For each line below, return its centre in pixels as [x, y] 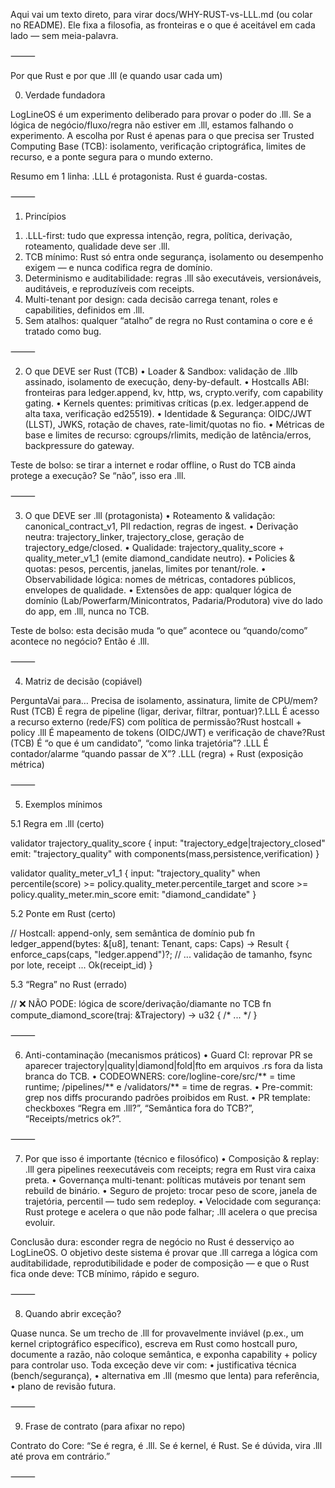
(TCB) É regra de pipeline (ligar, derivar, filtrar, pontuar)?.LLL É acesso [175, 711]
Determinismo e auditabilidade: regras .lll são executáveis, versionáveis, [173, 278]
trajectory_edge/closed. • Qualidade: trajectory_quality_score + [154, 547]
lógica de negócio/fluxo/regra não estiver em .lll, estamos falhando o [152, 125]
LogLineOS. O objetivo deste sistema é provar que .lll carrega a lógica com [164, 1252]
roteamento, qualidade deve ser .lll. [97, 246]
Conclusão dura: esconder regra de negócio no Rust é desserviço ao [152, 1242]
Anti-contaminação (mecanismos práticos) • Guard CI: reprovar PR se [168, 1055]
